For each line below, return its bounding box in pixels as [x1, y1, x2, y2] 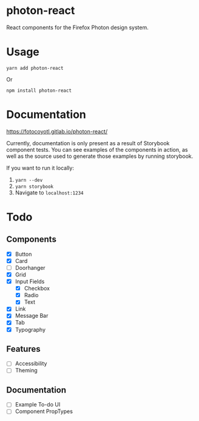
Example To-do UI [15, 401, 61, 408]
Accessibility [15, 360, 47, 368]
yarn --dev [15, 177, 43, 183]
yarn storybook [15, 183, 54, 190]
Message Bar [15, 312, 49, 320]
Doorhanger [15, 264, 46, 271]
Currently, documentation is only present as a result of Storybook [6, 139, 170, 146]
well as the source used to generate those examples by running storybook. [6, 152, 194, 160]
